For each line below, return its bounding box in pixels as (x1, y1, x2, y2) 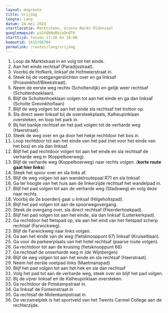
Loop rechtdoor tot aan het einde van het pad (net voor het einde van (12, 138, 156, 144)
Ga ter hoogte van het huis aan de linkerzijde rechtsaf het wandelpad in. (12, 180, 161, 186)
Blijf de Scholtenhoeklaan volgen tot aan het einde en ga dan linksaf (12, 95, 153, 101)
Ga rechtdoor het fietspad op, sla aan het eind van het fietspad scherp (12, 217, 158, 223)
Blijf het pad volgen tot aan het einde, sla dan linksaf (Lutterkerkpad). (12, 212, 155, 218)
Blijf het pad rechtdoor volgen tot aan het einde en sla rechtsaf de (12, 148, 148, 154)
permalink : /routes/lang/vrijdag (5, 44, 75, 49)
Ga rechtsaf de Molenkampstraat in (12, 292, 86, 298)
